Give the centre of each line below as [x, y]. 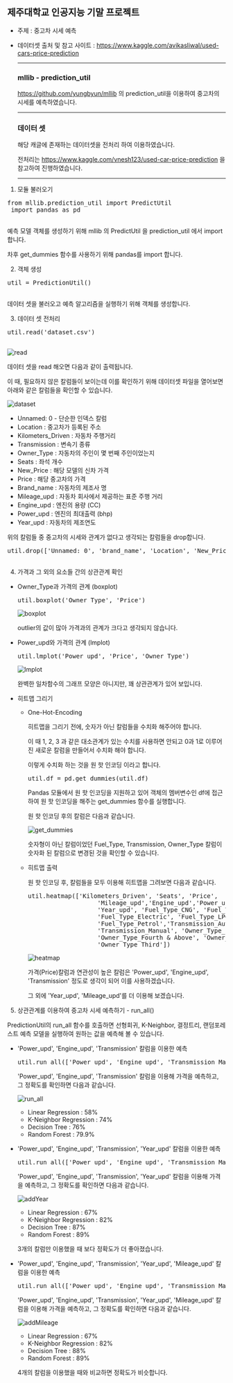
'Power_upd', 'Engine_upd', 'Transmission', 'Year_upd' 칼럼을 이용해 [112, 1177]
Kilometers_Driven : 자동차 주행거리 [67, 436]
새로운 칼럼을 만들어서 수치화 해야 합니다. [90, 750]
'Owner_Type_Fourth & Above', [148, 938]
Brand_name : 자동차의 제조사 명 [62, 488]
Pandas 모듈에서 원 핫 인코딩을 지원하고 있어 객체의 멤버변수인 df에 [119, 792]
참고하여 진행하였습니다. [50, 168]
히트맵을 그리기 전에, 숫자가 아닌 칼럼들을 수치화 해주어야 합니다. [114, 727]
